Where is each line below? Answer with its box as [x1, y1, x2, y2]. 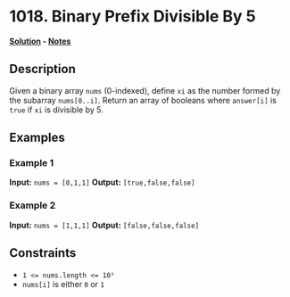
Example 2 [9, 199, 56, 211]
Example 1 [9, 157, 54, 169]
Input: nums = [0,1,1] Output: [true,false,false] [9, 177, 195, 188]
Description [9, 62, 76, 77]
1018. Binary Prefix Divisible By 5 [9, 6, 256, 27]
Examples [9, 130, 65, 145]
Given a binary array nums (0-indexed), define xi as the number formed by [9, 85, 281, 95]
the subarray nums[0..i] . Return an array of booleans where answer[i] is [9, 95, 277, 105]
